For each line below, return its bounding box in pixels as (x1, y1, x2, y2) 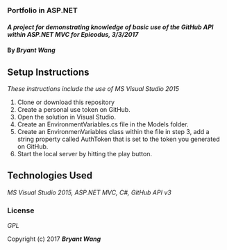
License (7, 206, 35, 215)
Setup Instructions (7, 66, 90, 78)
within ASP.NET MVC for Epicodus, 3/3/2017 (7, 30, 139, 38)
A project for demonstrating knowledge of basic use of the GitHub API (7, 23, 214, 31)
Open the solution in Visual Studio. (17, 112, 117, 121)
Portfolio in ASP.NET (7, 6, 78, 15)
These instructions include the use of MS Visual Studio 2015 (7, 84, 179, 92)
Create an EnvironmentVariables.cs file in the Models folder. (17, 120, 189, 128)
